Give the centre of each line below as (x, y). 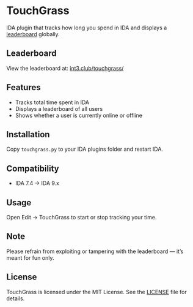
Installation (28, 135)
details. (16, 298)
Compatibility (33, 168)
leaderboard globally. (33, 34)
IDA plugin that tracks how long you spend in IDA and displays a (87, 28)
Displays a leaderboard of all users (59, 108)
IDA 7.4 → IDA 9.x (37, 183)
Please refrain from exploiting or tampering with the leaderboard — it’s (95, 251)
